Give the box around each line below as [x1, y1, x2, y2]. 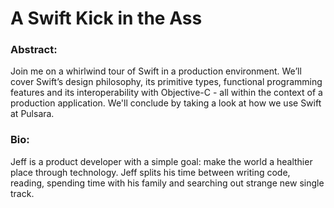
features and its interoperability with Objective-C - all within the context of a [10, 87, 323, 99]
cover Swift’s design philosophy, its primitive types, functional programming [10, 76, 323, 88]
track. [10, 187, 35, 199]
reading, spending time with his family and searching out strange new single [10, 177, 325, 189]
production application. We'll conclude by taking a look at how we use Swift [10, 97, 322, 109]
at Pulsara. [10, 108, 55, 120]
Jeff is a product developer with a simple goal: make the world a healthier [10, 155, 313, 167]
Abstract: [10, 43, 58, 57]
